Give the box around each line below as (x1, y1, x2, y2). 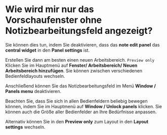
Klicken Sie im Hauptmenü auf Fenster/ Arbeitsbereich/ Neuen (5, 62, 138, 68)
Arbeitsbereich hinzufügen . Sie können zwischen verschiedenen (5, 67, 143, 74)
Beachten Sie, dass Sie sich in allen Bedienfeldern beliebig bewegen (5, 98, 148, 104)
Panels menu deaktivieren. (5, 88, 62, 94)
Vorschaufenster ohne (5, 14, 102, 26)
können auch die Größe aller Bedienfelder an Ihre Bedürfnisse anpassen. (5, 109, 157, 115)
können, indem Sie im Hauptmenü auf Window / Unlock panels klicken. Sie (5, 103, 162, 109)
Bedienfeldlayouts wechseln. (5, 73, 65, 79)
